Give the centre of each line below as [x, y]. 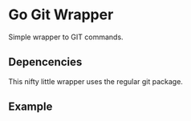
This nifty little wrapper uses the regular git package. [95, 81]
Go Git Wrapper [61, 15]
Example [30, 107]
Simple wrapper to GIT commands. [66, 37]
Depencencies [45, 62]
